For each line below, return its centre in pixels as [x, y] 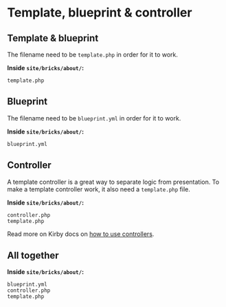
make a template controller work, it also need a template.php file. [99, 189]
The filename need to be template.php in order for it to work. [93, 54]
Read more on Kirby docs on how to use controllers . [81, 234]
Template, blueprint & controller [100, 13]
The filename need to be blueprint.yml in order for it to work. [94, 118]
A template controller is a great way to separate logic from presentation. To [113, 182]
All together [33, 256]
